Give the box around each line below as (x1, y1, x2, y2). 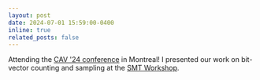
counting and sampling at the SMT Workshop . (30, 64, 180, 73)
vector (8, 64, 29, 73)
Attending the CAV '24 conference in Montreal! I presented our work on (8, 55, 240, 64)
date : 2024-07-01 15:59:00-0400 (8, 19, 114, 27)
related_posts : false (8, 33, 80, 42)
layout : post (8, 11, 51, 20)
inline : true (8, 26, 51, 34)
